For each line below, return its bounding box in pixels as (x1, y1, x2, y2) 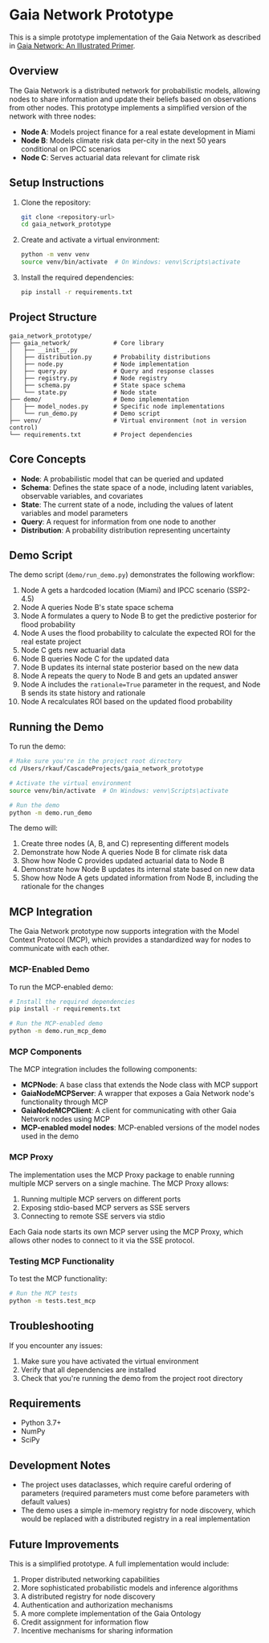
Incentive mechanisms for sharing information (20, 1625, 173, 1635)
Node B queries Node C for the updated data (20, 654, 169, 664)
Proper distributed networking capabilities (20, 1574, 160, 1584)
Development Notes (9, 1458, 111, 1472)
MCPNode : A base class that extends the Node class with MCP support (20, 1080, 259, 1089)
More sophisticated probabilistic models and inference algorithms (20, 1583, 238, 1592)
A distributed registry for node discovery (20, 1591, 156, 1601)
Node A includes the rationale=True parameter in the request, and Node (20, 679, 261, 690)
